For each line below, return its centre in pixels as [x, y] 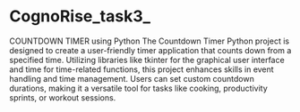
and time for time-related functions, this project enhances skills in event [142, 69]
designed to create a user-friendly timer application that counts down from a [150, 50]
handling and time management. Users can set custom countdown [132, 78]
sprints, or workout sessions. [63, 97]
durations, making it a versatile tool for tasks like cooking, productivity [139, 88]
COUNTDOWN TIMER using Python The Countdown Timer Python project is [149, 41]
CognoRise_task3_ [80, 16]
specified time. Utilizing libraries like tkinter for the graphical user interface [147, 60]
